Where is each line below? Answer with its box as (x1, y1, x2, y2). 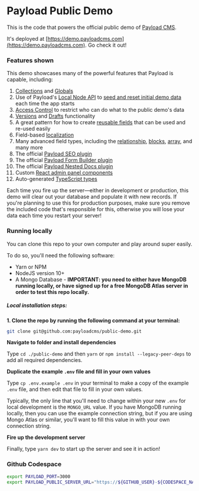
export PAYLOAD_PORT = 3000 (6, 473, 70, 480)
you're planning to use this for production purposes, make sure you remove (6, 199, 191, 206)
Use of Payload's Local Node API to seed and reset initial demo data (15, 93, 182, 101)
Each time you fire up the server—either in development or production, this (6, 187, 189, 194)
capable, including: (6, 76, 53, 83)
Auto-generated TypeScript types (15, 176, 97, 183)
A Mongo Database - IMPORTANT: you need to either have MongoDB (15, 276, 187, 283)
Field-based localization (15, 131, 74, 138)
